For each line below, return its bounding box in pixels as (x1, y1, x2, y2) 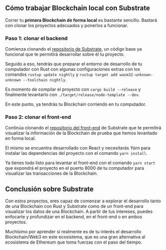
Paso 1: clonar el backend (5, 35, 68, 42)
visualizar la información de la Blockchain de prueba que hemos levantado (5, 130, 158, 136)
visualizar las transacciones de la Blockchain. (5, 171, 98, 177)
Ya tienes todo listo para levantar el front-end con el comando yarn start (5, 160, 156, 166)
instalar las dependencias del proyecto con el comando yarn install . (5, 150, 148, 156)
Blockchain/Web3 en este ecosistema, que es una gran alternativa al (5, 234, 146, 240)
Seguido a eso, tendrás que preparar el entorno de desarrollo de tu (5, 61, 143, 67)
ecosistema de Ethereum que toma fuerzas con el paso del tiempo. (5, 239, 143, 245)
